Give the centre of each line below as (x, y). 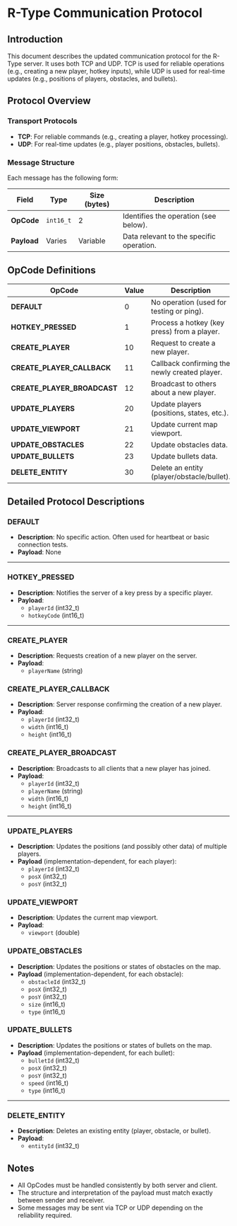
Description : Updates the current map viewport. (88, 917)
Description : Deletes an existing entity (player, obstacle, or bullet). (114, 1131)
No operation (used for (189, 302)
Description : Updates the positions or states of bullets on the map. (115, 1045)
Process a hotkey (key (188, 322)
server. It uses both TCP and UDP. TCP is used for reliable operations (124, 64)
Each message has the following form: (63, 178)
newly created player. (187, 372)
